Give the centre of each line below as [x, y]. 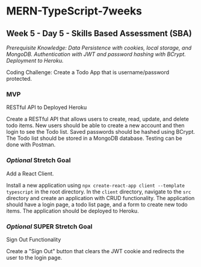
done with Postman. [31, 145]
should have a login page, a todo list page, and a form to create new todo [97, 204]
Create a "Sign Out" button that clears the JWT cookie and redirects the [95, 251]
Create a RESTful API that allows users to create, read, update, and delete [98, 119]
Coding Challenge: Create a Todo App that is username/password [88, 72]
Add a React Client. [30, 174]
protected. [19, 79]
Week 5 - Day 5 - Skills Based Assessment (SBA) [99, 33]
